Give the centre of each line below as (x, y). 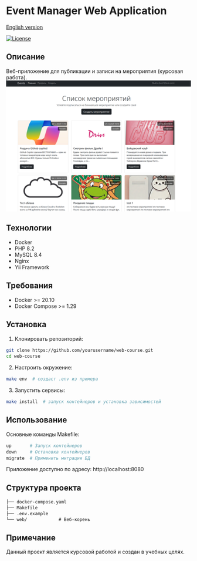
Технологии (29, 228)
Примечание (31, 538)
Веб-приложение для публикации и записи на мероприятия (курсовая (95, 71)
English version (25, 27)
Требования (29, 286)
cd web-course (23, 357)
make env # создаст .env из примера (52, 379)
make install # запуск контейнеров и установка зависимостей (84, 402)
